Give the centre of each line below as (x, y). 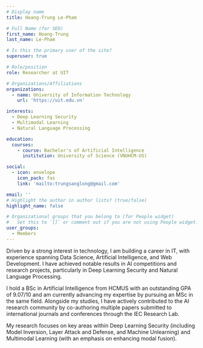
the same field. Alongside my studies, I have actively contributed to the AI (98, 301)
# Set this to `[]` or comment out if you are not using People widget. (102, 222)
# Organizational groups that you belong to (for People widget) (90, 217)
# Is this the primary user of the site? (59, 51)
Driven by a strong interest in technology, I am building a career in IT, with (98, 251)
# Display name (25, 12)
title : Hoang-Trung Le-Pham (42, 18)
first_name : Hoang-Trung (37, 34)
